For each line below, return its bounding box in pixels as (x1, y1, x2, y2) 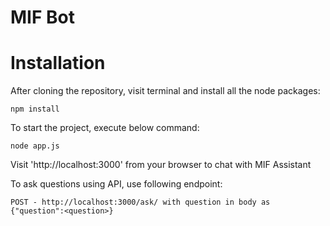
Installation (10, 52, 106, 75)
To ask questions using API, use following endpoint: (10, 178, 223, 190)
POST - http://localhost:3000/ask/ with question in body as (10, 197, 271, 208)
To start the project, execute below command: (10, 122, 200, 134)
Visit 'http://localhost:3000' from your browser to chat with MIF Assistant (10, 159, 312, 171)
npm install (10, 104, 60, 115)
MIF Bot (10, 6, 75, 29)
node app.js (10, 141, 60, 151)
